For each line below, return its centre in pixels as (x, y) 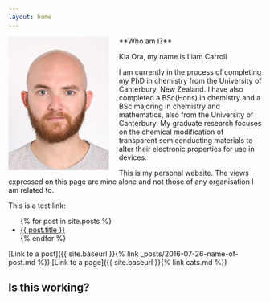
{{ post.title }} (43, 230)
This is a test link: (37, 206)
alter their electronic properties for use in (187, 149)
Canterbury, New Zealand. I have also (181, 89)
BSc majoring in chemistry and (170, 106)
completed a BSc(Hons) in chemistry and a (190, 97)
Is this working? (49, 288)
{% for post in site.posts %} (66, 221)
